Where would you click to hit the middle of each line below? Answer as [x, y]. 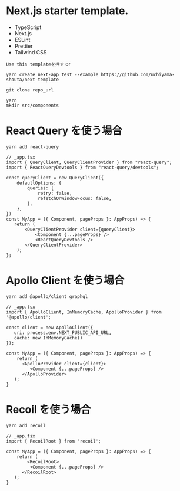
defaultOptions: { [39, 183]
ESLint [22, 40]
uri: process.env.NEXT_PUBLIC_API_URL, [63, 333]
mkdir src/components [33, 105]
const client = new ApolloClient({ [50, 328]
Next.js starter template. [67, 11]
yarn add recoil [26, 425]
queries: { [41, 188]
